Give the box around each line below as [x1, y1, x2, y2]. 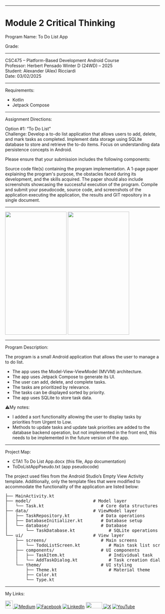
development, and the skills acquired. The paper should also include [5, 176, 143, 182]
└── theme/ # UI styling [15, 562, 133, 568]
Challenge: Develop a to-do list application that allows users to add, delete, [5, 131, 157, 137]
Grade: [5, 43, 19, 49]
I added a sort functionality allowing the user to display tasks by [12, 414, 141, 420]
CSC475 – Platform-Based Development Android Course [5, 57, 119, 63]
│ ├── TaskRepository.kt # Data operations [5, 513, 145, 518]
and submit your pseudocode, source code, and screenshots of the [5, 187, 141, 193]
